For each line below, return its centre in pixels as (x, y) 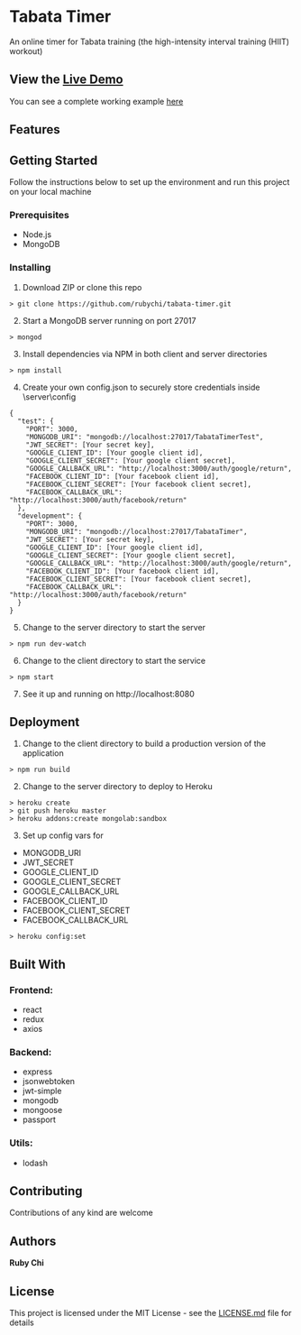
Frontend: (32, 990)
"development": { (50, 516)
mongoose (42, 1110)
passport (39, 1119)
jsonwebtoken (48, 1082)
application (43, 753)
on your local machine (50, 191)
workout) (26, 51)
